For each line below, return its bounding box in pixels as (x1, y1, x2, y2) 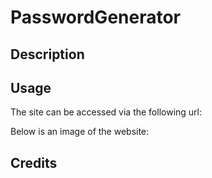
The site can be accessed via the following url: (10, 106, 203, 118)
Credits (10, 154, 58, 171)
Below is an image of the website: (10, 126, 150, 138)
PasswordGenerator (10, 6, 182, 29)
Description (10, 46, 85, 63)
